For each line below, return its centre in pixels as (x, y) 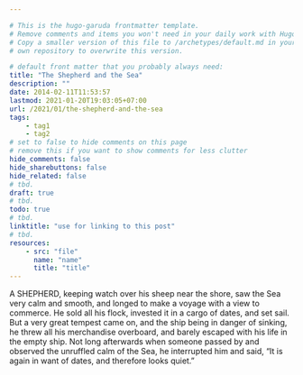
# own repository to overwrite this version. (96, 50)
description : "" (40, 84)
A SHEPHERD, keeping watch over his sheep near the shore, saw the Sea (145, 294)
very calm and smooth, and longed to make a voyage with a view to (134, 304)
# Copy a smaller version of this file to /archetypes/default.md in (143, 42)
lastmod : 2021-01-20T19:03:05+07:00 (78, 100)
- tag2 (38, 134)
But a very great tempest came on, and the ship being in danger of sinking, (148, 323)
